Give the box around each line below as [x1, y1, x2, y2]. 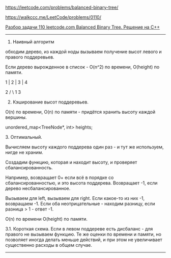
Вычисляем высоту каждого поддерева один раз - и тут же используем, [5, 144, 164, 150]
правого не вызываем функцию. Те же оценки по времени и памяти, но [5, 231, 162, 237]
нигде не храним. [5, 149, 43, 155]
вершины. [5, 114, 27, 120]
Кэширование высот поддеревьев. [12, 99, 89, 105]
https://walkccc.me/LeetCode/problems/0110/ [5, 14, 102, 20]
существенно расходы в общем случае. [5, 242, 93, 248]
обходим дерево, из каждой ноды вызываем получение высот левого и [5, 48, 162, 55]
